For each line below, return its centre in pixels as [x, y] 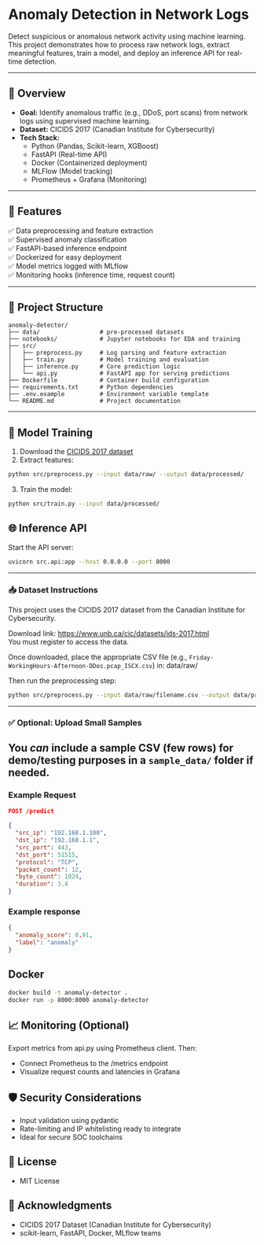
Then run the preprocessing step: [62, 680]
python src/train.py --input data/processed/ [84, 504]
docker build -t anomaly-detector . [68, 992]
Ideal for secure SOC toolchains [71, 1137]
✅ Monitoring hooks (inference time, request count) [92, 275]
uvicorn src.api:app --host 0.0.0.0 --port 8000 [89, 562]
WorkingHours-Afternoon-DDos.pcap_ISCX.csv [81, 666]
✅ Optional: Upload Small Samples [75, 722]
